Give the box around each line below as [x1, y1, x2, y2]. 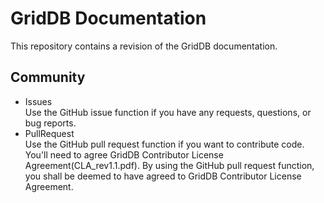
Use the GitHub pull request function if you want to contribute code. [24, 138, 305, 150]
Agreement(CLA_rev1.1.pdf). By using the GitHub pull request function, [24, 159, 315, 171]
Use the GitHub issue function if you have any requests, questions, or [24, 106, 312, 118]
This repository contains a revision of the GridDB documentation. [10, 40, 278, 52]
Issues [24, 95, 53, 107]
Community [10, 69, 86, 86]
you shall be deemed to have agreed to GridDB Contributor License [24, 170, 302, 182]
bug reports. [24, 117, 77, 129]
